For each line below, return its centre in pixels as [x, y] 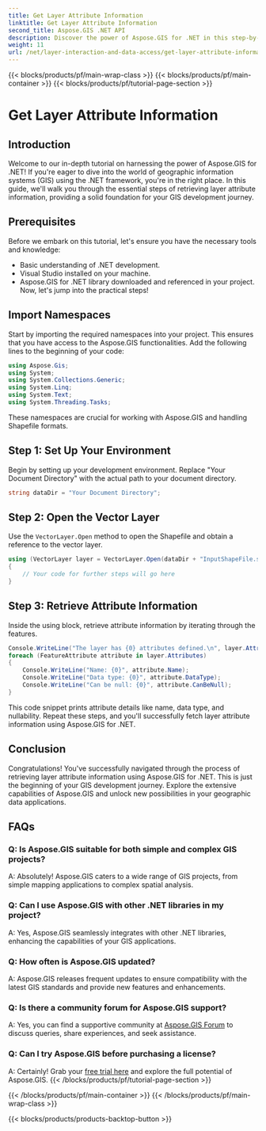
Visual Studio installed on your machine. [85, 273]
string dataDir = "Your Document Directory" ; [84, 493]
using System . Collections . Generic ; [67, 380]
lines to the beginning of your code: [66, 351]
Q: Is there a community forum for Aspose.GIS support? [118, 1007]
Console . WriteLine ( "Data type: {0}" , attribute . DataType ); [122, 678]
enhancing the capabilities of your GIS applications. [92, 941]
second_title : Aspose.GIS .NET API [67, 30]
